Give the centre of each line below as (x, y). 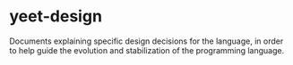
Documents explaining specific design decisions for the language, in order (146, 41)
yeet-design (56, 16)
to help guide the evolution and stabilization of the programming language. (147, 50)
